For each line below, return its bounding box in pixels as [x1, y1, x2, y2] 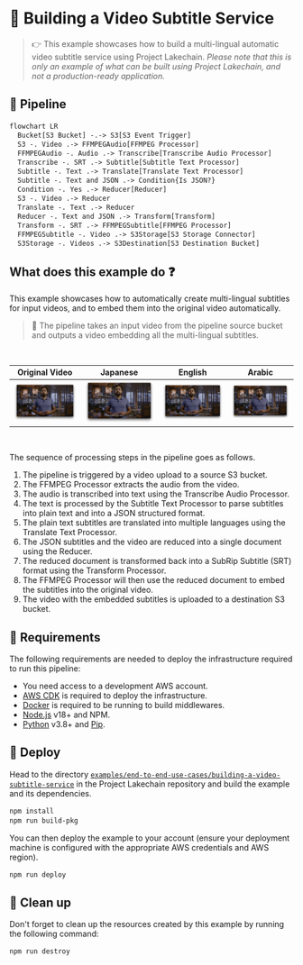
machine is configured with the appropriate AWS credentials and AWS [9, 842, 270, 852]
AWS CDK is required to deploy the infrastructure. [22, 689, 207, 701]
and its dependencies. [9, 787, 92, 798]
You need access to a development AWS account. [22, 680, 209, 691]
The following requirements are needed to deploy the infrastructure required [9, 653, 293, 664]
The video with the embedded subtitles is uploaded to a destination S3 [22, 594, 286, 605]
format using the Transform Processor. [22, 565, 167, 576]
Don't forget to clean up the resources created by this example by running [9, 919, 285, 930]
